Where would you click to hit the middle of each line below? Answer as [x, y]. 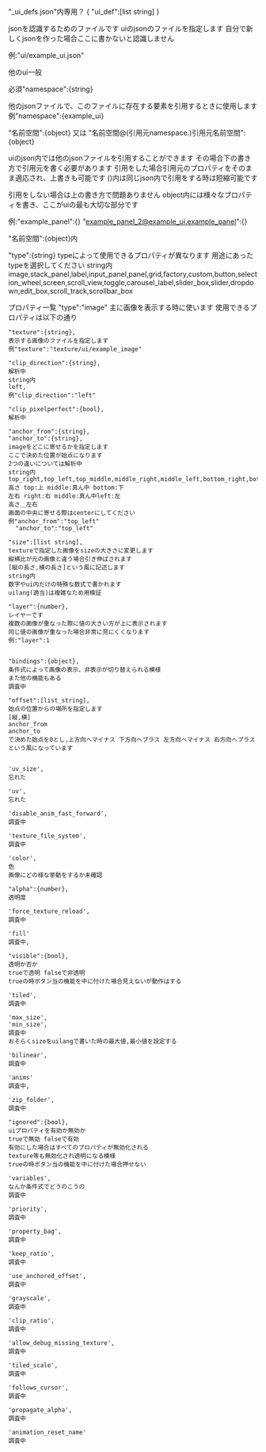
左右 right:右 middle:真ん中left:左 [65, 496]
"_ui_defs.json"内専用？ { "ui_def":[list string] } [84, 12]
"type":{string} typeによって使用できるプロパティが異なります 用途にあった [131, 255]
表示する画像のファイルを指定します [59, 341]
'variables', [30, 1178]
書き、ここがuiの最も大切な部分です [80, 204]
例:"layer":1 [29, 641]
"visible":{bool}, [38, 956]
